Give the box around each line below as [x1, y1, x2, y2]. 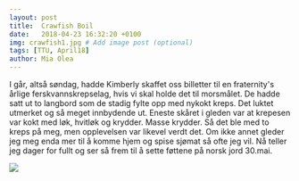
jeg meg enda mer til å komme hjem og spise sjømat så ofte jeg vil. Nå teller [9, 136, 287, 146]
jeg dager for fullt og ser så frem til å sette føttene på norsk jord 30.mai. [9, 145, 273, 156]
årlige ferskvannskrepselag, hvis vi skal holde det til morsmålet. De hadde [9, 88, 281, 99]
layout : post [9, 12, 58, 22]
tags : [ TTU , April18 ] [9, 46, 90, 55]
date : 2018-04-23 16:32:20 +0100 [9, 29, 142, 38]
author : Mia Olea [9, 54, 74, 63]
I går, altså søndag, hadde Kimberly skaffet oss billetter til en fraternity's [9, 79, 275, 89]
